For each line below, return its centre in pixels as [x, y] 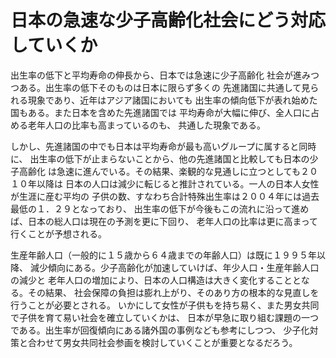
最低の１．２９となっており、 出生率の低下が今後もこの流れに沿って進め [160, 208]
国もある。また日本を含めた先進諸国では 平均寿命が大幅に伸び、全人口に [160, 112]
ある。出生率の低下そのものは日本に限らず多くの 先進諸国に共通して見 [164, 87]
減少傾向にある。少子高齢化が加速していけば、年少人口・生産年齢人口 [174, 267]
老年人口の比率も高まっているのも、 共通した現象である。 [147, 125]
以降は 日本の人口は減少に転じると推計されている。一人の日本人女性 [178, 183]
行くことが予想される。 [58, 233]
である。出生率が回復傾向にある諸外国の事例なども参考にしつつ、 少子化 [160, 330]
